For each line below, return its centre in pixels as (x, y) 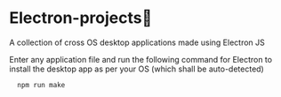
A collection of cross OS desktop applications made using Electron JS (137, 42)
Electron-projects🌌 (81, 18)
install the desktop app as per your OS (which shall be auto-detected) (136, 69)
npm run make (41, 85)
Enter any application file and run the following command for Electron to (141, 59)
